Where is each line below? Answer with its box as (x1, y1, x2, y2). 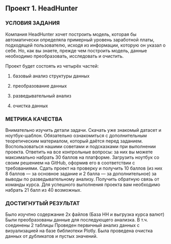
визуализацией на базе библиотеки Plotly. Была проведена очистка (5, 228, 153, 234)
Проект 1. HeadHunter (5, 4, 78, 13)
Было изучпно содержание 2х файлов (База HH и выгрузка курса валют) (5, 211, 165, 217)
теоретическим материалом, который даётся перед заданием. (5, 138, 143, 144)
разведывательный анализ (12, 92, 71, 99)
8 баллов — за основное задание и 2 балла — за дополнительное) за (5, 170, 157, 176)
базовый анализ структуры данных (12, 73, 90, 79)
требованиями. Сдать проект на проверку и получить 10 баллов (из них (5, 165, 162, 171)
